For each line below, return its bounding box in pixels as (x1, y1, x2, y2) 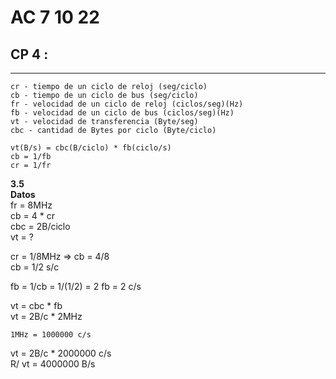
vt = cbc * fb (10, 300, 63, 311)
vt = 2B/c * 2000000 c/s (10, 347, 112, 359)
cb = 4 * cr (10, 210, 55, 221)
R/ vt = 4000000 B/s (10, 358, 96, 370)
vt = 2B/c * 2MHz (10, 311, 83, 322)
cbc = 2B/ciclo (10, 221, 71, 232)
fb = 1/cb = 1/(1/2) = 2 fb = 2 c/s (10, 281, 142, 292)
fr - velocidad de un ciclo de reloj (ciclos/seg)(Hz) (10, 99, 244, 109)
